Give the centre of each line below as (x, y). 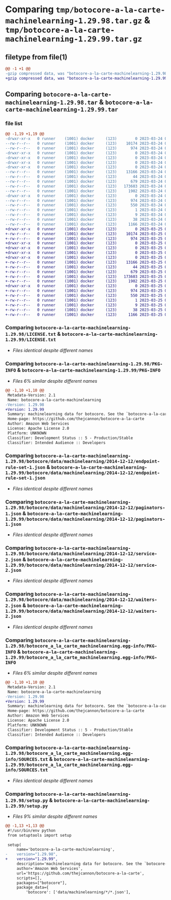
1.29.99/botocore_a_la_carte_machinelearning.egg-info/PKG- (81, 657)
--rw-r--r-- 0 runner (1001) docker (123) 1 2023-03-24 (84, 210)
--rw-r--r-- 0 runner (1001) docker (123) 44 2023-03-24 (84, 177)
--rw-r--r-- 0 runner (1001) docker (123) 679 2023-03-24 (84, 182)
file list (14, 123)
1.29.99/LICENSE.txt (31, 340)
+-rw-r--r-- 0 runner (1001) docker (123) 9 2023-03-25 (84, 305)
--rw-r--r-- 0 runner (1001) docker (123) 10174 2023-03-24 (84, 144)
